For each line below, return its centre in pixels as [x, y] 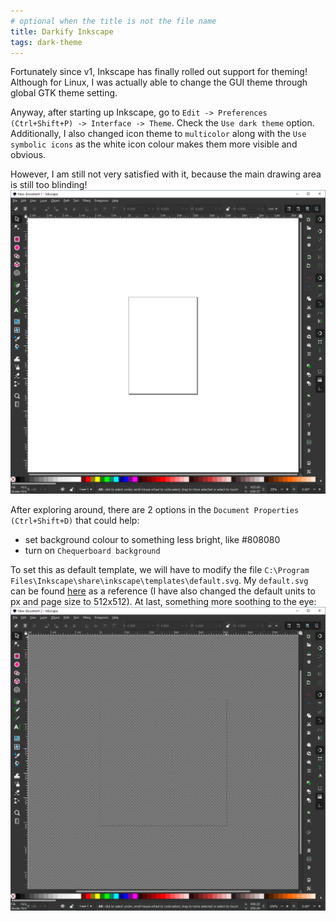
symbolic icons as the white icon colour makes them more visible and [154, 144]
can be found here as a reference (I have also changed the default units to [163, 591]
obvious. [28, 155]
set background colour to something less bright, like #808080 [152, 540]
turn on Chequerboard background [92, 551]
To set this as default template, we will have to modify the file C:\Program [160, 570]
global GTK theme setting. [64, 93]
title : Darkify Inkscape [62, 31]
